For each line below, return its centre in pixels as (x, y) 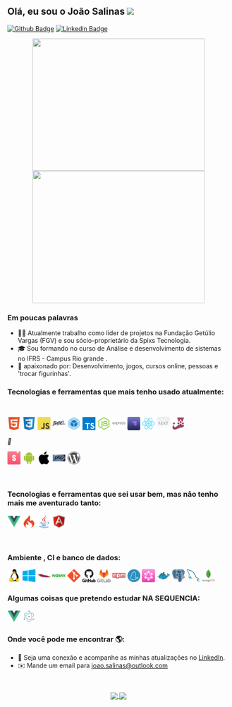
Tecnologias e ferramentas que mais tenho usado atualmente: (116, 392)
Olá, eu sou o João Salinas (66, 12)
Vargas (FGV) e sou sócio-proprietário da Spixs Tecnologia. (104, 341)
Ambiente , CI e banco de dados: (64, 557)
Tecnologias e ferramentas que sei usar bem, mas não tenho (113, 495)
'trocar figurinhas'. (44, 374)
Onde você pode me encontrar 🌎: (66, 639)
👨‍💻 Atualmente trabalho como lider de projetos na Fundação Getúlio (116, 333)
